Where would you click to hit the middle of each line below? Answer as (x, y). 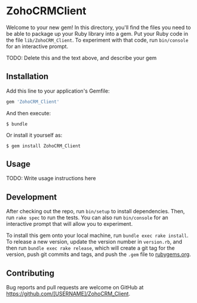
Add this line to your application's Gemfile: (58, 91)
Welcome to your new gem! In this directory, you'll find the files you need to (99, 27)
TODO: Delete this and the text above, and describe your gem (82, 58)
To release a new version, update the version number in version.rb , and (94, 242)
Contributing (30, 273)
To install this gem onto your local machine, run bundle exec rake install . (97, 235)
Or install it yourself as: (34, 135)
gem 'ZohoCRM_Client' (33, 102)
